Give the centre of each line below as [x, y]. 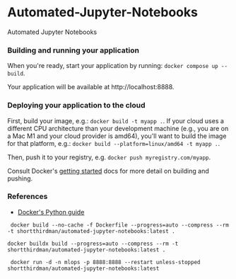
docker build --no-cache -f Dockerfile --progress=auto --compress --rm [120, 225]
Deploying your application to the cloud [76, 106]
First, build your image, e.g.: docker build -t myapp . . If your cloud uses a [116, 120]
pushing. [20, 178]
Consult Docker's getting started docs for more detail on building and [108, 171]
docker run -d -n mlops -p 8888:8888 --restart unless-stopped [105, 262]
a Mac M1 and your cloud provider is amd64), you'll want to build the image [117, 136]
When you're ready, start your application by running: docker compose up [113, 66]
